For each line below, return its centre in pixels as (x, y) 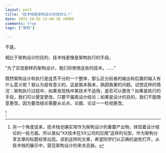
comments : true (21, 23)
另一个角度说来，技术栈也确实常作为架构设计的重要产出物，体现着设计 (84, 127)
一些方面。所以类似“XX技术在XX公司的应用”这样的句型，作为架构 (87, 133)
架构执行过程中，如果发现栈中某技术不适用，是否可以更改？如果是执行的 (87, 91)
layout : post (19, 10)
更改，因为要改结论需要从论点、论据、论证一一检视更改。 (68, 103)
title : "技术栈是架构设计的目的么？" (39, 14)
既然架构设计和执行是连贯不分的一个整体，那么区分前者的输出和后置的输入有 (83, 78)
